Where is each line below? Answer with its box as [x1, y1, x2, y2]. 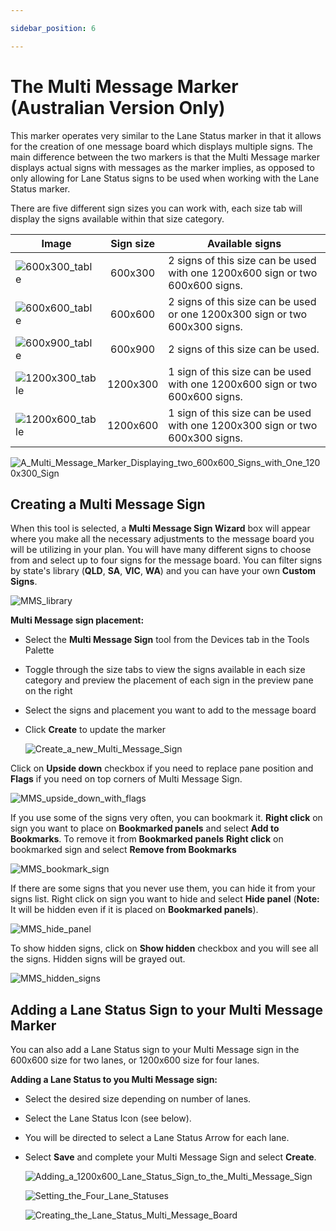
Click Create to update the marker [24, 724, 167, 736]
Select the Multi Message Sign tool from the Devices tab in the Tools [24, 634, 310, 646]
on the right [24, 685, 73, 697]
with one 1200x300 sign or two [168, 418, 318, 432]
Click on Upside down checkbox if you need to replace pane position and [10, 762, 314, 775]
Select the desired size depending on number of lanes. [24, 1093, 252, 1105]
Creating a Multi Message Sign [10, 496, 206, 513]
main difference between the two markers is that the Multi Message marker [10, 151, 320, 163]
